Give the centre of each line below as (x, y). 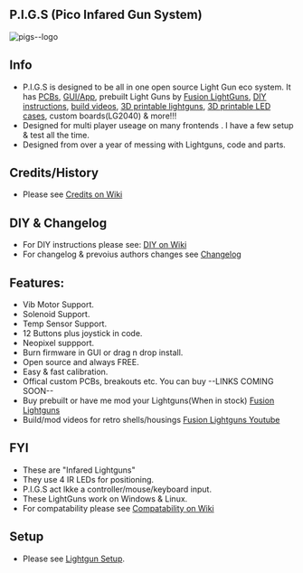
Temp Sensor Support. (64, 324)
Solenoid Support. (56, 315)
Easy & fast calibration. (65, 372)
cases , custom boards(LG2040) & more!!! (99, 116)
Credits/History (54, 173)
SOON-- (38, 391)
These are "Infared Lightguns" (79, 470)
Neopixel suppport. (58, 343)
